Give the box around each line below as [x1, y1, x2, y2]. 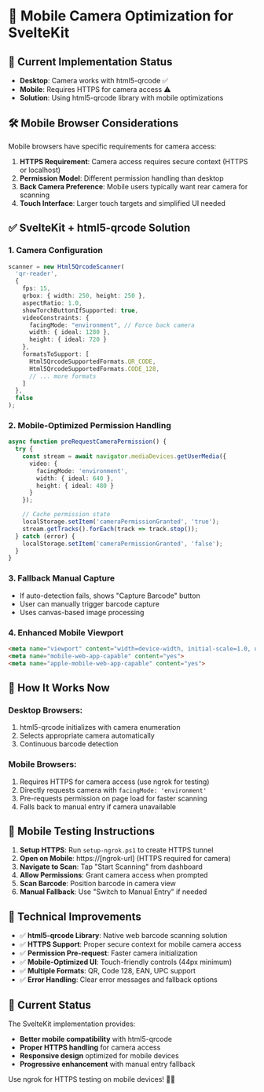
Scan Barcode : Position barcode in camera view [19, 879, 177, 889]
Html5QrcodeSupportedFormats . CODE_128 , [28, 365, 159, 372]
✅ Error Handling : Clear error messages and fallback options [19, 975, 218, 984]
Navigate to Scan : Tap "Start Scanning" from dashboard [19, 862, 203, 871]
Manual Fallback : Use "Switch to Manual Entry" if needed [19, 887, 207, 896]
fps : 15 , [22, 284, 51, 293]
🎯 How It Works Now [8, 681, 110, 694]
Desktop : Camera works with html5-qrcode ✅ [19, 76, 169, 85]
